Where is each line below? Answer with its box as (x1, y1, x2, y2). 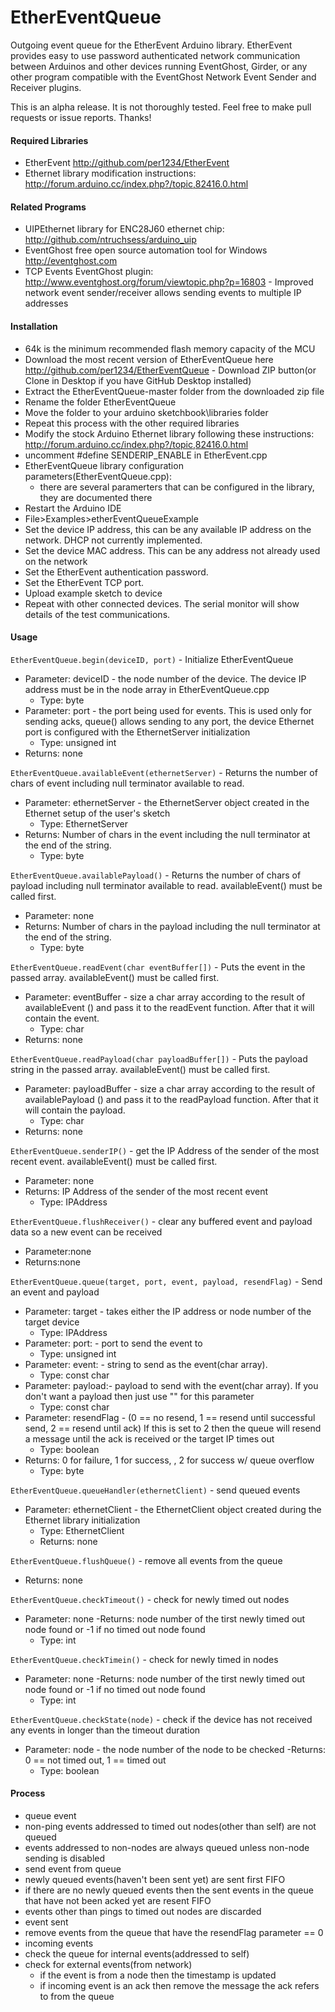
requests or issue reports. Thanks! (10, 111, 152, 123)
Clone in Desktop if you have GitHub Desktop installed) (24, 374, 252, 386)
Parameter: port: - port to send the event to (24, 1337, 203, 1349)
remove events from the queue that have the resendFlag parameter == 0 (24, 1926, 324, 1938)
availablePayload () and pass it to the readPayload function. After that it (24, 1093, 319, 1105)
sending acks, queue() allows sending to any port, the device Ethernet (24, 715, 315, 727)
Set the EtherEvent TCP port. (24, 576, 145, 588)
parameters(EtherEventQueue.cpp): (24, 470, 172, 482)
